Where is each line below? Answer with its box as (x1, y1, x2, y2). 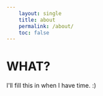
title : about (18, 16, 56, 23)
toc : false (18, 29, 50, 36)
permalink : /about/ (18, 23, 74, 29)
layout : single (18, 10, 62, 17)
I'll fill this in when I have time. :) (6, 82, 97, 90)
